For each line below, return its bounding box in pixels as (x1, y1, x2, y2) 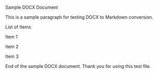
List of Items (5, 24, 31, 30)
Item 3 (5, 53, 19, 59)
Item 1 (5, 34, 18, 40)
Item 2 (5, 44, 19, 50)
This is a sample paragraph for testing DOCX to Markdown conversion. (5, 14, 153, 20)
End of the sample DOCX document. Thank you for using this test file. (5, 63, 151, 69)
